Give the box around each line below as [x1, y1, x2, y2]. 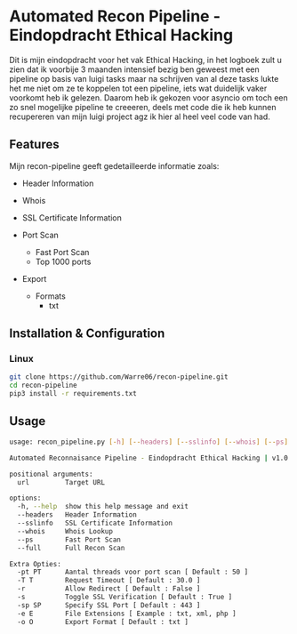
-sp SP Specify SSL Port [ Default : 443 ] [17, 600, 201, 610]
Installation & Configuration [9, 326, 165, 341]
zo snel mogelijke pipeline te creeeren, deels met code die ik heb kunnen [9, 101, 277, 112]
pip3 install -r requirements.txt [9, 389, 138, 398]
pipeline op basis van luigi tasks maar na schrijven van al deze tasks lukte [9, 73, 279, 84]
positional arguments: [9, 469, 93, 478]
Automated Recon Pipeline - [9, 6, 221, 27]
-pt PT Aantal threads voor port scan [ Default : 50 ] [17, 567, 249, 577]
